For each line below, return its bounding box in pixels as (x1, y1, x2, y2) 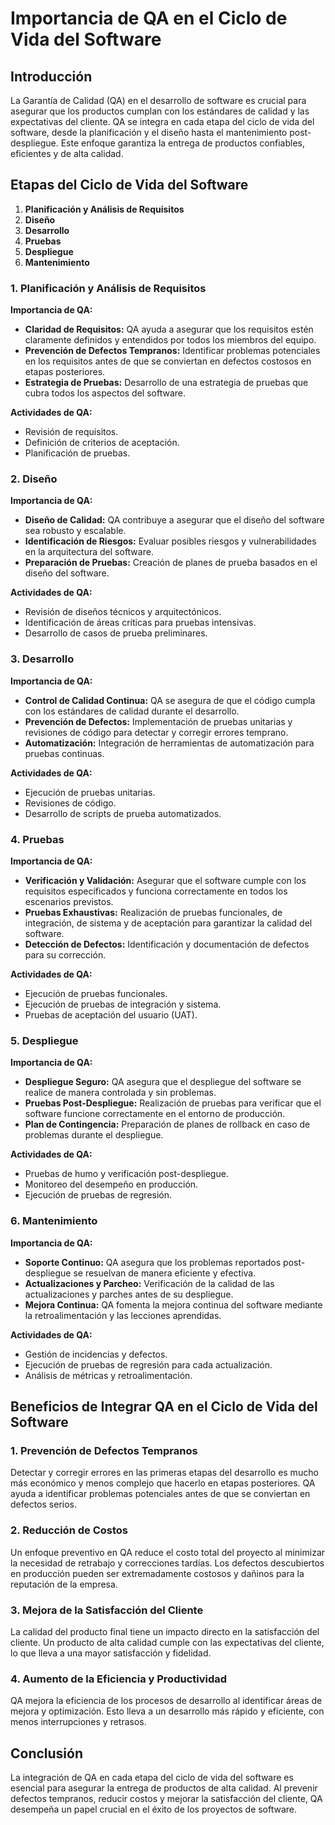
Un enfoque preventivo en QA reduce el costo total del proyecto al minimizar (10, 1546, 326, 1558)
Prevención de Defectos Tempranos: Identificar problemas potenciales (24, 345, 321, 357)
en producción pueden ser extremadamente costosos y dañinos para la (10, 1567, 305, 1579)
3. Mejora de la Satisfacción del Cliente (10, 1603, 204, 1617)
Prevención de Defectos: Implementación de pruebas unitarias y (24, 715, 293, 727)
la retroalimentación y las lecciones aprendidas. (24, 1309, 222, 1321)
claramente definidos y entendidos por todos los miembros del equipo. (24, 334, 317, 346)
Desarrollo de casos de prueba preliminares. (24, 627, 208, 639)
